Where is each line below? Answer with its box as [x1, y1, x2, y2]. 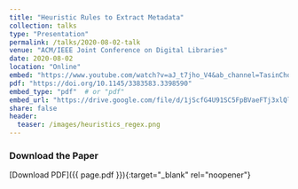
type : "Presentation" [9, 29, 90, 38]
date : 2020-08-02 [9, 54, 74, 63]
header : [9, 112, 38, 121]
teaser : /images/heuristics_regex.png [17, 121, 161, 130]
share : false [9, 104, 58, 113]
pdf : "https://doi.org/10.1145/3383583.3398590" [9, 79, 192, 88]
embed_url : [9, 95, 50, 105]
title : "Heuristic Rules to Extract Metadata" [9, 12, 184, 22]
